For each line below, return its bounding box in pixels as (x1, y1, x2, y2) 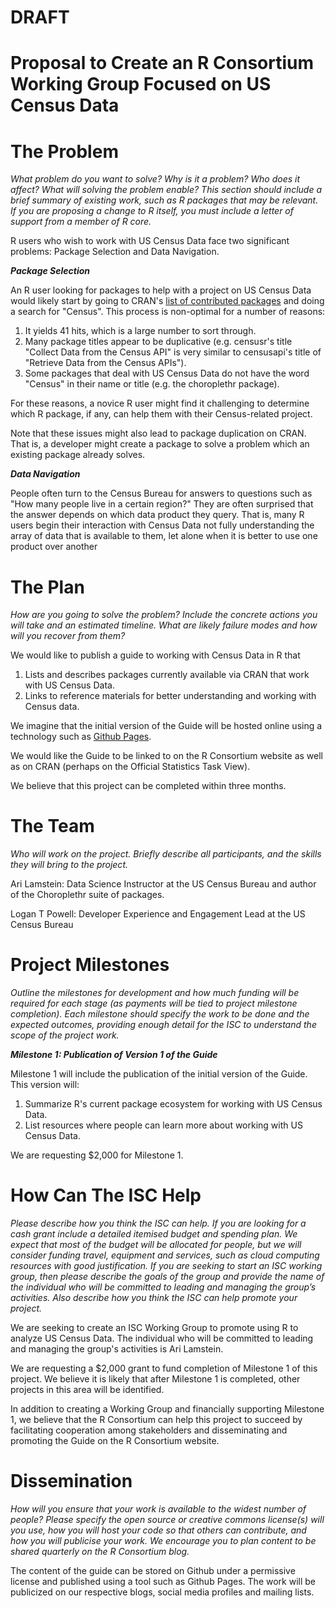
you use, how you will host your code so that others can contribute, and (10, 1524, 307, 1536)
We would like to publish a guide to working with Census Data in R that (10, 649, 301, 661)
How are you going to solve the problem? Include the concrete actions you (10, 609, 318, 621)
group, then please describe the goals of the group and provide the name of (10, 1271, 325, 1283)
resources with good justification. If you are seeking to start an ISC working (10, 1260, 323, 1272)
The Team (10, 815, 95, 838)
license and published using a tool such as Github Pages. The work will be (10, 1576, 316, 1587)
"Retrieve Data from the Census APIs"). (24, 357, 187, 369)
